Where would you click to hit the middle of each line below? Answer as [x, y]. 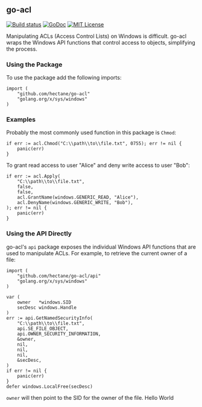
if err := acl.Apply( [33, 176]
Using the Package [34, 64]
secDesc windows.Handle [47, 307]
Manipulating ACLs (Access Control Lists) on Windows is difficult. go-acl [96, 36]
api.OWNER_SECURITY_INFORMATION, [59, 334]
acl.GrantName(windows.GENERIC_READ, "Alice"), [78, 197]
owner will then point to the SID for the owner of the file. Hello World [90, 397]
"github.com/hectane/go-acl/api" [59, 276]
